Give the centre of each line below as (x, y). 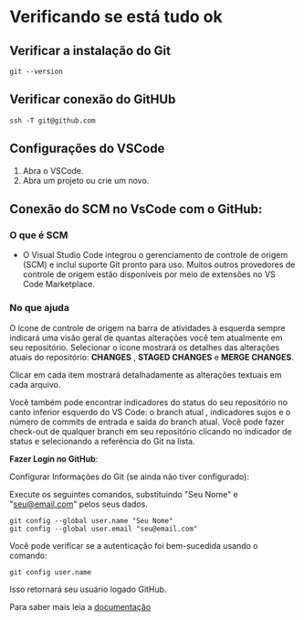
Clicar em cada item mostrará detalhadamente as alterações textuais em (146, 375)
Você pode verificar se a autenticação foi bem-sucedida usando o (134, 545)
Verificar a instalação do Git (90, 51)
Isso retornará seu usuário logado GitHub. (88, 589)
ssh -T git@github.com (52, 121)
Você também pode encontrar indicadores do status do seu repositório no (149, 402)
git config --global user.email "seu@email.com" (104, 529)
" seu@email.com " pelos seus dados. (79, 504)
